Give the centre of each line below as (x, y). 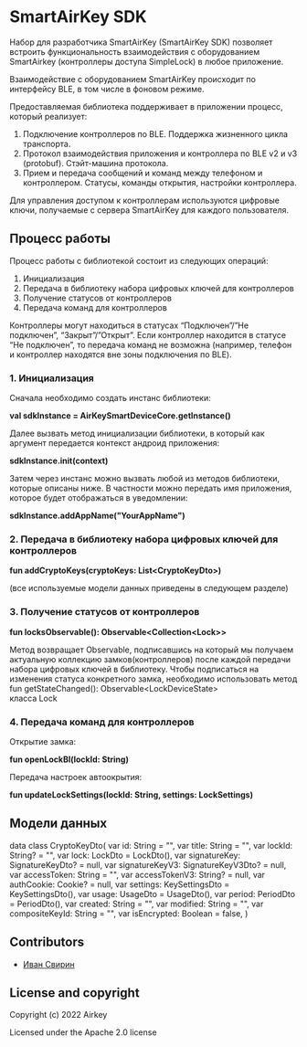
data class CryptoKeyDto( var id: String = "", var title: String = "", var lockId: (151, 845)
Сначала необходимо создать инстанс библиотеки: (111, 398)
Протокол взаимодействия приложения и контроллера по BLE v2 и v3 (160, 153)
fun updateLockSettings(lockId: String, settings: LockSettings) (132, 794)
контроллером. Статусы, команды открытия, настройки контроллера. (159, 182)
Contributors (47, 942)
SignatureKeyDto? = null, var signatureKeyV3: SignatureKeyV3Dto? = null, (148, 864)
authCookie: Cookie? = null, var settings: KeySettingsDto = (120, 884)
